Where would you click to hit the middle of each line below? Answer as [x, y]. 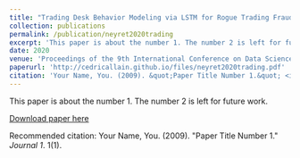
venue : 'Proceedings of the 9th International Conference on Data [135, 59]
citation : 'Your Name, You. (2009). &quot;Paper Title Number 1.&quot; [145, 76]
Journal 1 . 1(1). [36, 145]
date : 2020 [29, 51]
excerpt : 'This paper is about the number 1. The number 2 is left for [145, 42]
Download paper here [49, 118]
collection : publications [57, 26]
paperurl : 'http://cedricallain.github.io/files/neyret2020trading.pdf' [147, 68]
